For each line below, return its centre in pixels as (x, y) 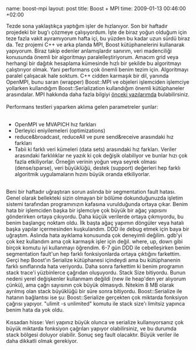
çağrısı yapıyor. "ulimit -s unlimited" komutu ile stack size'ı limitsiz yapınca (96, 303)
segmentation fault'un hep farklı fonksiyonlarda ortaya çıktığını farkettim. (94, 254)
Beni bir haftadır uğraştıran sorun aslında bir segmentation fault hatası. (91, 192)
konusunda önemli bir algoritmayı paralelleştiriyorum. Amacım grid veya (92, 57)
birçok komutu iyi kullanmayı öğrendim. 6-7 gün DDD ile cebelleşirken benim (98, 248)
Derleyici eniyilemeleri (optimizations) (60, 131)
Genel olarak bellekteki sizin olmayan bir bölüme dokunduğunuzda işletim (94, 198)
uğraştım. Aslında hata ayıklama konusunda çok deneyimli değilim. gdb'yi (94, 235)
